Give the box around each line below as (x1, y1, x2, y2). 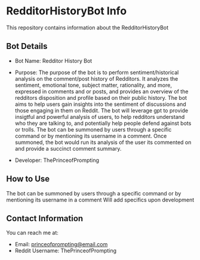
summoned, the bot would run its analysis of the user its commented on (14, 139, 192, 146)
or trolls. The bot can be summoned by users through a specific (14, 126, 172, 133)
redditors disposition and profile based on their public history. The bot (14, 94, 187, 101)
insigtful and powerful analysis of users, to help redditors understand (14, 113, 185, 120)
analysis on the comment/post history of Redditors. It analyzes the (14, 75, 179, 82)
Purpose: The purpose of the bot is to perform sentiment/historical (14, 69, 179, 76)
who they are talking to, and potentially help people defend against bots (14, 120, 192, 127)
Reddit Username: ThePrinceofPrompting (14, 247, 117, 255)
